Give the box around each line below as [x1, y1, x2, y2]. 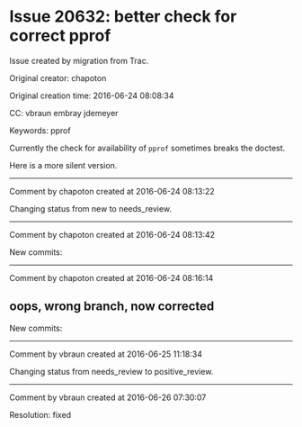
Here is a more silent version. [9, 159, 118, 170]
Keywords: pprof [9, 124, 71, 136]
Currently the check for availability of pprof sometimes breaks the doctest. [9, 142, 286, 153]
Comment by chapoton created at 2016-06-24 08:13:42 [9, 229, 216, 240]
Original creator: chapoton [9, 72, 107, 83]
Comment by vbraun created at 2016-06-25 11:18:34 [9, 349, 202, 359]
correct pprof [9, 25, 111, 46]
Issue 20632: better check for [9, 6, 237, 27]
